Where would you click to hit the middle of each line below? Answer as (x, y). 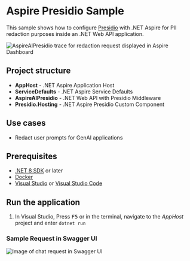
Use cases (26, 123)
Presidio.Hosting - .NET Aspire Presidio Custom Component (90, 104)
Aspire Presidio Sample (65, 11)
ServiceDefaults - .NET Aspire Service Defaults (74, 92)
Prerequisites (32, 156)
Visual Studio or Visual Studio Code (59, 183)
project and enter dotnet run (50, 223)
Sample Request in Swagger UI (52, 239)
